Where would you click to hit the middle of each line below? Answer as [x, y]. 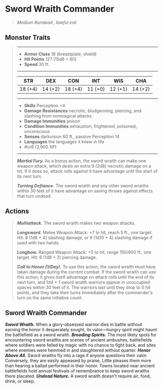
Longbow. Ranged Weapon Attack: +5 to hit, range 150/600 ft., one [84, 252]
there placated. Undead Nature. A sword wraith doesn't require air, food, [78, 376]
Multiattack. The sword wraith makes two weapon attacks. [76, 223]
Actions [17, 211]
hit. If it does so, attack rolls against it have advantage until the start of [87, 171]
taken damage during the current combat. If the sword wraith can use [86, 272]
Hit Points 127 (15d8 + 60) [50, 59]
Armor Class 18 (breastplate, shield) [60, 54]
